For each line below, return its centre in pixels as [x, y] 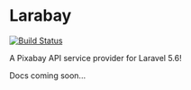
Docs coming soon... [48, 75]
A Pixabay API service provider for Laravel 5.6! [95, 58]
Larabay [41, 16]
